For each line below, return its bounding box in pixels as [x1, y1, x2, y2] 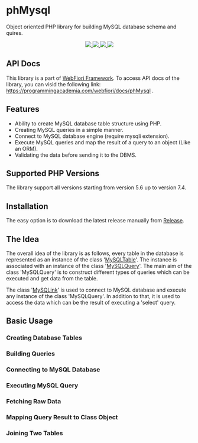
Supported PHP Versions [6, 168, 99, 178]
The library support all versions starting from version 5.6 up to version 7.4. [6, 184, 187, 191]
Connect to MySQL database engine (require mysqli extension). [14, 132, 170, 140]
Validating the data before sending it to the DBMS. [14, 151, 137, 159]
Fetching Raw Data [6, 397, 61, 405]
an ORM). [14, 145, 38, 152]
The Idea [6, 234, 40, 244]
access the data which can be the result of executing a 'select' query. [6, 299, 176, 306]
